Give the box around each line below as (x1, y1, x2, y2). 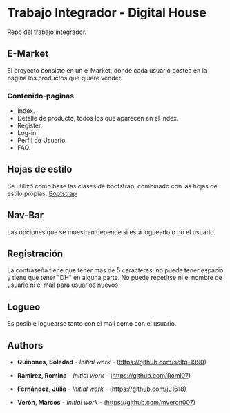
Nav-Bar (7, 209, 44, 221)
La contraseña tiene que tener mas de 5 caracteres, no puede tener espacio (7, 266, 224, 274)
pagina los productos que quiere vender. (7, 73, 123, 82)
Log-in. (17, 129, 38, 137)
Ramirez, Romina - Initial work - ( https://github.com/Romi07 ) (17, 371, 191, 380)
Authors (7, 340, 44, 351)
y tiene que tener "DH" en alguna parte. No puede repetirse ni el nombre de (7, 274, 222, 282)
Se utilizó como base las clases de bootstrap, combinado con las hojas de (7, 182, 218, 190)
